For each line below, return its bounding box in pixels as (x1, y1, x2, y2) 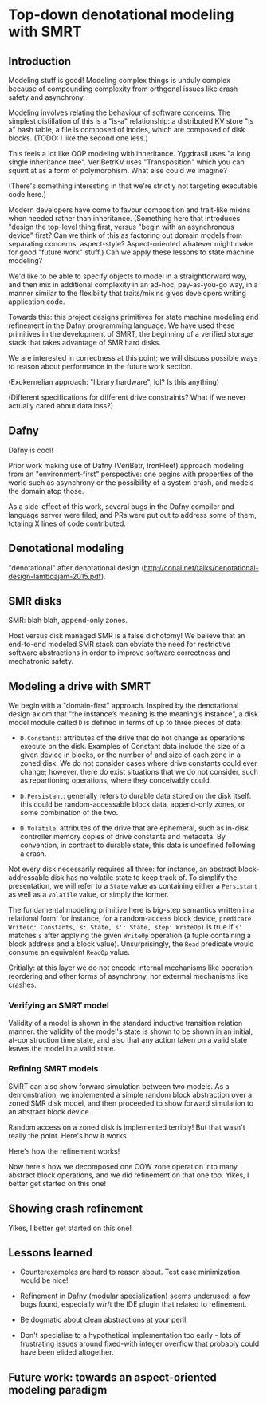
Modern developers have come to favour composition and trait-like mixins (8, 205, 251, 215)
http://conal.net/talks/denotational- (143, 562, 259, 572)
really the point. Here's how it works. (8, 1130, 129, 1140)
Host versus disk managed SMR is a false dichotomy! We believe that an (8, 631, 245, 641)
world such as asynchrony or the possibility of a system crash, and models (8, 477, 254, 487)
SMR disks (8, 594, 62, 608)
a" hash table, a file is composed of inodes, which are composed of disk (8, 125, 245, 134)
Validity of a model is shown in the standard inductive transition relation (8, 1018, 243, 1027)
